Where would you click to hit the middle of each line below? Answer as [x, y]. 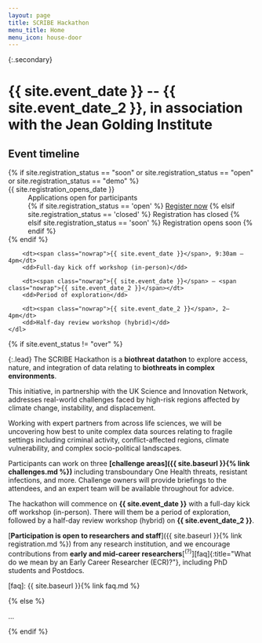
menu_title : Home [36, 30]
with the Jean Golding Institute [111, 125]
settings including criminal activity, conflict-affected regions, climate [119, 440]
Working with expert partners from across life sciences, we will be [115, 423]
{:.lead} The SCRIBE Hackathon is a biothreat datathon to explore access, [128, 359]
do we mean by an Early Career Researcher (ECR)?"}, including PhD [118, 562]
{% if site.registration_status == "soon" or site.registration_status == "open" [131, 173]
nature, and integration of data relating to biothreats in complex [112, 368]
